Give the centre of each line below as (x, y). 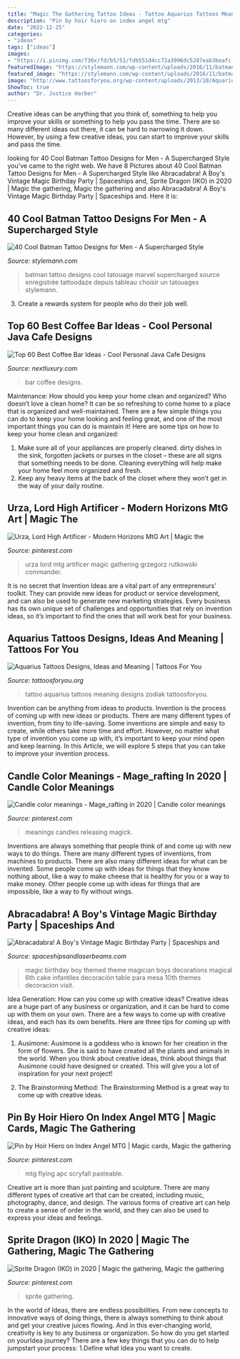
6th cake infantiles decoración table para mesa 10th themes (113, 978)
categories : (25, 34)
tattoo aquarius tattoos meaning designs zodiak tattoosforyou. (116, 694)
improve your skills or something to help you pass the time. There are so (114, 121)
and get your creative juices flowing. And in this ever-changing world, (110, 1325)
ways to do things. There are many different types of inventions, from (110, 853)
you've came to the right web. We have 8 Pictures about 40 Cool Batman (115, 166)
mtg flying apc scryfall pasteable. (74, 1173)
